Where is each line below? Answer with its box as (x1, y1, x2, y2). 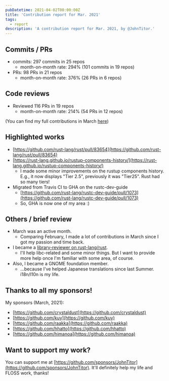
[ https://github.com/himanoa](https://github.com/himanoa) (12, 331, 136, 337)
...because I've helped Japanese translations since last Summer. (20, 266, 154, 272)
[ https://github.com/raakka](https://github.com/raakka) (12, 320, 128, 326)
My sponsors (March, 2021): (5, 300, 64, 306)
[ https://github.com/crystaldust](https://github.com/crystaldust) (12, 309, 147, 316)
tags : (5, 17, 17, 22)
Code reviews (5, 89, 50, 98)
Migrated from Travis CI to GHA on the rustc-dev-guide (12, 184, 128, 190)
